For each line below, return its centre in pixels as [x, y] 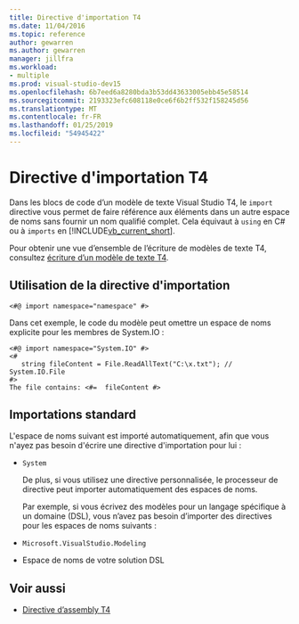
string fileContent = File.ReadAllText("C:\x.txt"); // [127, 364]
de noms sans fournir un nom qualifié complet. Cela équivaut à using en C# [147, 221]
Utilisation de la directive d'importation [120, 286]
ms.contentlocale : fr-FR [55, 117]
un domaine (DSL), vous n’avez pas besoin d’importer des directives [147, 516]
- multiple [29, 76]
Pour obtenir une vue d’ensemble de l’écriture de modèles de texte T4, [138, 248]
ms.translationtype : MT [53, 109]
